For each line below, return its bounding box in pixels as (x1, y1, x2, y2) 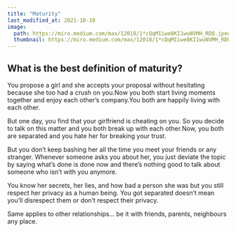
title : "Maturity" (7, 10, 61, 18)
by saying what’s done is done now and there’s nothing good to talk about (7, 160, 221, 168)
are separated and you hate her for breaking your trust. (7, 131, 167, 140)
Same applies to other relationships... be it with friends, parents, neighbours (7, 210, 227, 218)
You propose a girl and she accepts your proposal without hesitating (7, 81, 205, 89)
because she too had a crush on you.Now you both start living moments (7, 88, 216, 97)
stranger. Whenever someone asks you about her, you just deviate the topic (7, 152, 226, 161)
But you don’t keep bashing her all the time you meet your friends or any (7, 145, 217, 153)
